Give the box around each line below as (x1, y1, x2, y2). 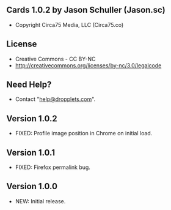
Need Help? (6, 80, 52, 90)
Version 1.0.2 (6, 113, 58, 124)
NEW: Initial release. (15, 197, 66, 204)
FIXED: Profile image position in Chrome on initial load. (15, 130, 153, 137)
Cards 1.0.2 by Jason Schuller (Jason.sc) (6, 5, 166, 15)
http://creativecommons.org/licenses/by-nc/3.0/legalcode (15, 61, 162, 69)
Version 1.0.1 (6, 147, 56, 158)
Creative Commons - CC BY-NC (15, 55, 96, 62)
